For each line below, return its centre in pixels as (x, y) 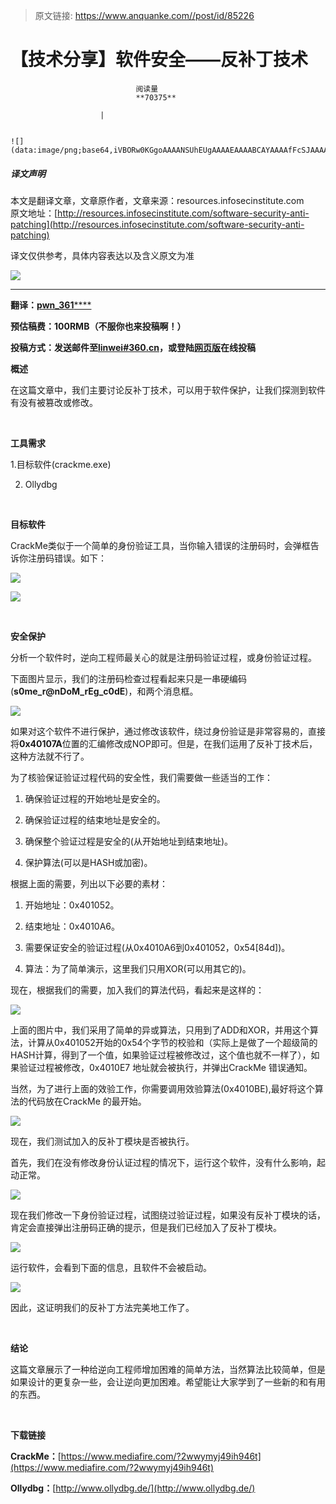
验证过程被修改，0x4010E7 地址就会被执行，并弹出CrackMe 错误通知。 (165, 1067)
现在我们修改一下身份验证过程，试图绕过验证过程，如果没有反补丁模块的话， (168, 1215)
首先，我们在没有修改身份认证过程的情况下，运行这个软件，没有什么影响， (163, 1162)
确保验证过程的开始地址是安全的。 (95, 798)
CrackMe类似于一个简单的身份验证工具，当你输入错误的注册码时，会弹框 (160, 545)
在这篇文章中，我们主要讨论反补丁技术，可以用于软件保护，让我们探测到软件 (168, 390)
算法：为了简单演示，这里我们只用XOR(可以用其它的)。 (138, 968)
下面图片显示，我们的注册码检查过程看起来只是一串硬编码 (128, 678)
